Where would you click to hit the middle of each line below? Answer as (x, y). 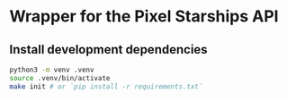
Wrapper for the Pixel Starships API (144, 17)
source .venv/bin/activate (60, 78)
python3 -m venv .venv (52, 70)
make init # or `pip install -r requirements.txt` (106, 87)
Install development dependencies (109, 50)
